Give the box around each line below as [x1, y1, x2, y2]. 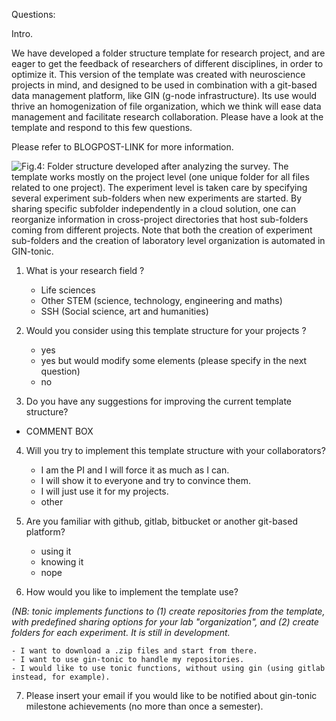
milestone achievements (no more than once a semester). [25, 700, 264, 712]
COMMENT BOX [25, 425, 94, 437]
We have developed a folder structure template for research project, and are [11, 47, 326, 59]
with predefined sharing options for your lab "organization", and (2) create [11, 616, 319, 628]
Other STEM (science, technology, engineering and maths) [40, 295, 283, 306]
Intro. [11, 28, 34, 39]
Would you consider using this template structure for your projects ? [25, 325, 307, 336]
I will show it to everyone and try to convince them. [40, 475, 251, 486]
